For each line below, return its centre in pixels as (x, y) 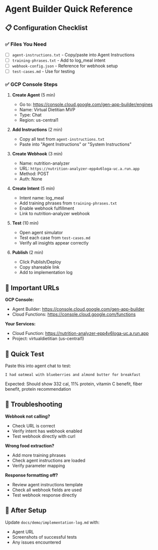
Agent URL (23, 532)
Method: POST (34, 174)
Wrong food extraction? (30, 446)
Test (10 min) (25, 223)
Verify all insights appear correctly (54, 243)
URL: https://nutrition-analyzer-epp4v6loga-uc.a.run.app (79, 169)
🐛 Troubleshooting (34, 405)
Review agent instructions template (47, 484)
